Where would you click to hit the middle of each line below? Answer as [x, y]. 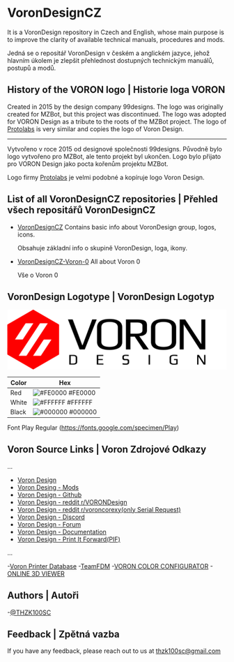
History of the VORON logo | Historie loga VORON [116, 90]
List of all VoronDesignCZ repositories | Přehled [112, 199]
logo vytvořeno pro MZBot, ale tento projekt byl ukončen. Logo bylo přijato [114, 156]
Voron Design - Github [49, 495]
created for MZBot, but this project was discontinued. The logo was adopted [117, 114]
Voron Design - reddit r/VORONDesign [72, 502]
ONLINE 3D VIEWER [36, 573]
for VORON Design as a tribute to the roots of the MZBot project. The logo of [117, 121]
